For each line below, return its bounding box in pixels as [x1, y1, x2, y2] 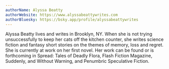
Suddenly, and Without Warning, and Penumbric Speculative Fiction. [5, 58, 150, 64]
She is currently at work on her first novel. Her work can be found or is [5, 47, 154, 54]
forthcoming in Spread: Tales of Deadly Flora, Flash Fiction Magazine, [5, 53, 153, 59]
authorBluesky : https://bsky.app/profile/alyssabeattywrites [5, 17, 139, 22]
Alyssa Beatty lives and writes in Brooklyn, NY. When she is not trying [5, 31, 153, 37]
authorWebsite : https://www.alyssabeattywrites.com [5, 12, 118, 17]
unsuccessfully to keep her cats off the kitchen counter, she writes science [5, 36, 164, 42]
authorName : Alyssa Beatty [5, 7, 63, 13]
